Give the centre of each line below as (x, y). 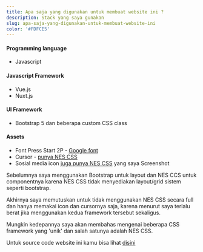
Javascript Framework (35, 76)
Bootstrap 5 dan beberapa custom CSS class (71, 123)
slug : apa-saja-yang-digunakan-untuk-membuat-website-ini (81, 23)
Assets (15, 137)
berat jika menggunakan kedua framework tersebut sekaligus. (84, 213)
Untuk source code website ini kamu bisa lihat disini (71, 243)
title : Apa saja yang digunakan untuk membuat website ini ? (85, 12)
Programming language (37, 48)
